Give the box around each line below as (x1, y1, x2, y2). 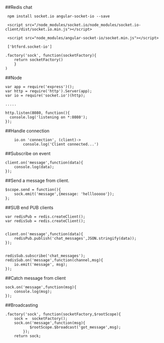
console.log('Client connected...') (23, 142, 99, 147)
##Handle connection (5, 128, 50, 134)
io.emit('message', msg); (14, 262, 68, 267)
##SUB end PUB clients (5, 205, 54, 210)
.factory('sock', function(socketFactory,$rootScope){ (5, 312, 121, 317)
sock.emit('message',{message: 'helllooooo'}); (14, 191, 114, 196)
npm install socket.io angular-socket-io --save (7, 14, 110, 19)
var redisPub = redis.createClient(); (5, 214, 85, 219)
